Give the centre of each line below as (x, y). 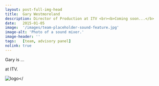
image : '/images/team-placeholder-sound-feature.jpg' (62, 28)
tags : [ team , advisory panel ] (38, 41)
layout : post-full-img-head (34, 9)
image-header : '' (23, 37)
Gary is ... (15, 59)
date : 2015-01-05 (25, 23)
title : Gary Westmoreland (33, 14)
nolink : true (18, 46)
